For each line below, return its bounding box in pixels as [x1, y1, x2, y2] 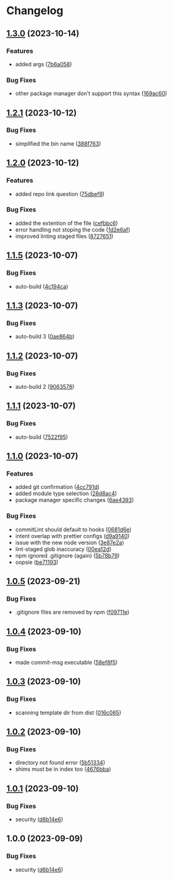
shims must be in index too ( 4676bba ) [15, 765, 111, 773]
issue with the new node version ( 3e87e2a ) [15, 539, 124, 546]
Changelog [6, 4, 64, 18]
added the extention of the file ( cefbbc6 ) [15, 219, 118, 227]
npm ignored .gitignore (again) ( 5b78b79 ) [15, 552, 120, 559]
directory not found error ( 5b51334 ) [15, 759, 106, 767]
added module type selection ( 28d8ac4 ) [15, 490, 117, 498]
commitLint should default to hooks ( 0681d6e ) [15, 526, 132, 533]
